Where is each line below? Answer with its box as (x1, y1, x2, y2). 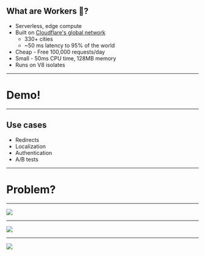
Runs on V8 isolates (15, 61, 65, 68)
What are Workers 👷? (6, 6, 88, 16)
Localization (15, 143, 46, 150)
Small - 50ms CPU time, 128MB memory (15, 54, 117, 62)
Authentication (15, 149, 52, 156)
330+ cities (24, 35, 53, 43)
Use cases (6, 120, 47, 130)
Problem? (6, 182, 56, 196)
